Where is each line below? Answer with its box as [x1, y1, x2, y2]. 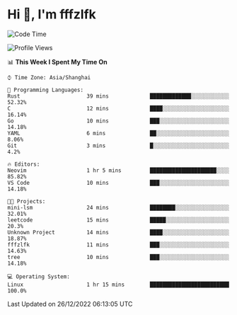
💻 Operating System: [7, 273, 71, 280]
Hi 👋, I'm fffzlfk [7, 6, 97, 23]
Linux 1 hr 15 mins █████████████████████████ [7, 281, 230, 288]
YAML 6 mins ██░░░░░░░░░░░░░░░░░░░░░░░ [7, 130, 230, 137]
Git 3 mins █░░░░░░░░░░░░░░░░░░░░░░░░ [7, 142, 230, 149]
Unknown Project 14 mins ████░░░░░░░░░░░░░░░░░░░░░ [7, 229, 230, 236]
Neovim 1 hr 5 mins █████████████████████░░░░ [7, 166, 230, 174]
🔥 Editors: [7, 161, 40, 168]
